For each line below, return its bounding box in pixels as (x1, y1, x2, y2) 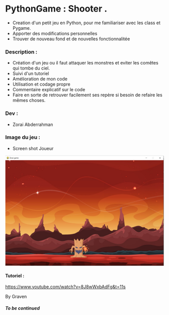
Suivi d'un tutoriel (12, 71, 49, 77)
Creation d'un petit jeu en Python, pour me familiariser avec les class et (12, 20, 161, 26)
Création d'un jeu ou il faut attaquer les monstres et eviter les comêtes (12, 60, 158, 66)
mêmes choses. (12, 97, 46, 103)
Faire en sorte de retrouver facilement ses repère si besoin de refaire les (12, 92, 162, 98)
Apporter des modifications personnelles (12, 30, 98, 36)
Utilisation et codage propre (12, 81, 70, 87)
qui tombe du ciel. (12, 65, 50, 71)
